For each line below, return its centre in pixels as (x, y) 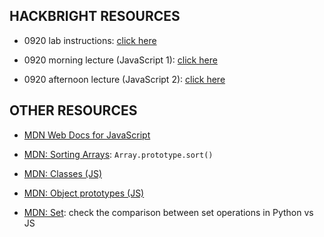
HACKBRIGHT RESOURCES (95, 16)
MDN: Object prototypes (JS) (84, 193)
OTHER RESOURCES (73, 110)
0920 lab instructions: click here (90, 40)
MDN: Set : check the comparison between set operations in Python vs (168, 212)
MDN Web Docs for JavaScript (87, 135)
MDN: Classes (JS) (62, 173)
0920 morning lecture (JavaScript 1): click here (120, 60)
